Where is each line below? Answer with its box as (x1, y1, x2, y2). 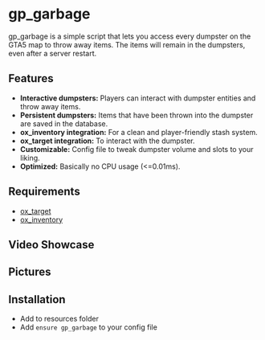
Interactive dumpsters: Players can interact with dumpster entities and (19, 93, 256, 103)
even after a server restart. (8, 48, 97, 58)
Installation (8, 293, 66, 306)
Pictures (8, 265, 51, 279)
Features (8, 72, 54, 85)
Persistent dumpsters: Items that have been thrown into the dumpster (19, 110, 254, 120)
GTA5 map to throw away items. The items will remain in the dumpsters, (8, 39, 246, 49)
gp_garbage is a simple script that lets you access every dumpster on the (8, 31, 251, 41)
